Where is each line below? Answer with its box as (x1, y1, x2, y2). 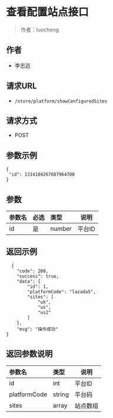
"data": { (16, 278, 41, 284)
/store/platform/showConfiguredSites (14, 98, 108, 104)
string (52, 390, 69, 398)
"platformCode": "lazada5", (27, 288, 96, 295)
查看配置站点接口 (6, 5, 89, 19)
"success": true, (16, 273, 59, 279)
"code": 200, (16, 268, 49, 274)
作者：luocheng (20, 26, 59, 33)
